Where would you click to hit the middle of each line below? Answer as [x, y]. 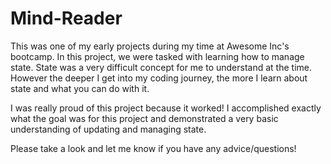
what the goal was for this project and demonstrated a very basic [144, 118]
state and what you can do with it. [80, 88]
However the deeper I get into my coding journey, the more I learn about [159, 78]
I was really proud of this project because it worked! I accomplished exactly [166, 108]
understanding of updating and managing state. [108, 129]
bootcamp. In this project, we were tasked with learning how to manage [157, 56]
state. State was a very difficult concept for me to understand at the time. [161, 67]
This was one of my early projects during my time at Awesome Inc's [150, 46]
